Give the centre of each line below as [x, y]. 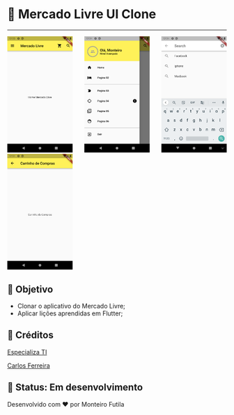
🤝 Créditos [30, 335]
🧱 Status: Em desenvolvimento [75, 387]
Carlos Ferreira [29, 366]
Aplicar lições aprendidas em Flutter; [70, 313]
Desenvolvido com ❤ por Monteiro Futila [66, 404]
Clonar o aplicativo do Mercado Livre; [71, 306]
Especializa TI [27, 352]
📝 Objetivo [30, 289]
